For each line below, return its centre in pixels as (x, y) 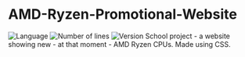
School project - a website (188, 36)
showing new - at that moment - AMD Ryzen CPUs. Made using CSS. (119, 44)
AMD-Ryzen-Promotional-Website (122, 14)
